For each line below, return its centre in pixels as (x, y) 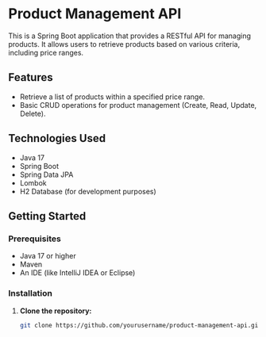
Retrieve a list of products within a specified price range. (112, 97)
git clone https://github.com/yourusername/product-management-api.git (141, 325)
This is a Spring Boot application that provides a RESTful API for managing (130, 36)
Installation (31, 293)
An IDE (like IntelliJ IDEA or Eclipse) (77, 273)
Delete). (33, 113)
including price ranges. (46, 52)
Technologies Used (57, 138)
